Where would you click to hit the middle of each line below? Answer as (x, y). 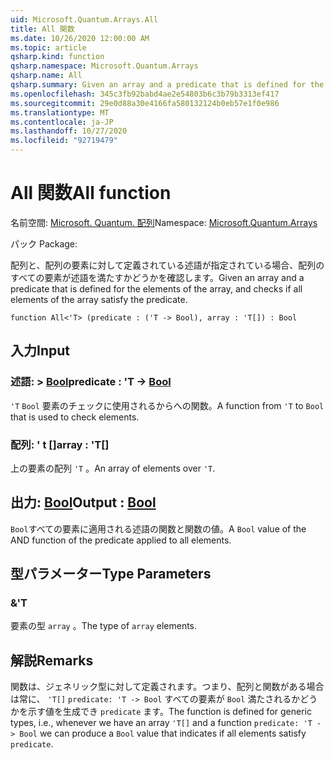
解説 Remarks (52, 660)
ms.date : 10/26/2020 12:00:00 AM (80, 38)
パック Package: (44, 243)
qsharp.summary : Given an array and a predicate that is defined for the (167, 85)
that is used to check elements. (75, 417)
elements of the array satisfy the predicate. (99, 299)
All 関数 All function (91, 193)
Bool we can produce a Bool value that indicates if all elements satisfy (163, 733)
